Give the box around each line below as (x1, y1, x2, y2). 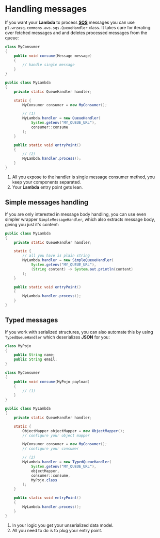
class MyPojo (5, 343, 32, 348)
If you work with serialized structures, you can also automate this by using (5, 329, 154, 335)
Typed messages (5, 316, 58, 324)
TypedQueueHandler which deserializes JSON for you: (5, 334, 110, 340)
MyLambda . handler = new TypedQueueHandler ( (22, 460, 112, 465)
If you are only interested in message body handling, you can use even (5, 211, 146, 217)
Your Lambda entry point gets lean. (12, 184, 83, 190)
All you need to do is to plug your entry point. (12, 527, 103, 533)
